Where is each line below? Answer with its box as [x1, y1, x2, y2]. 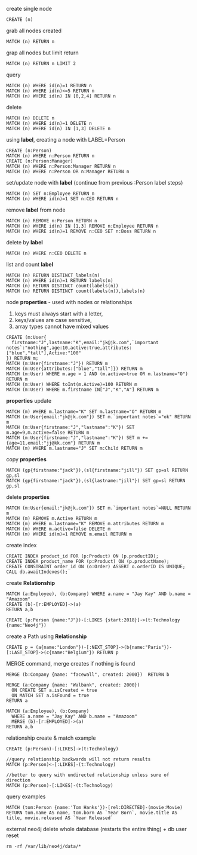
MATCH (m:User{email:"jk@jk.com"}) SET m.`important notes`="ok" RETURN [6, 414, 191, 420]
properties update [6, 397, 52, 404]
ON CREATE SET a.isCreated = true [11, 687, 97, 693]
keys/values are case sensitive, [14, 317, 93, 323]
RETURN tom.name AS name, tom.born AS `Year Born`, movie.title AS [6, 810, 178, 816]
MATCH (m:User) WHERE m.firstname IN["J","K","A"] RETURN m [6, 387, 159, 393]
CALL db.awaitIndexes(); [6, 569, 68, 575]
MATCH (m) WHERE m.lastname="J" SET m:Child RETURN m [6, 445, 143, 451]
